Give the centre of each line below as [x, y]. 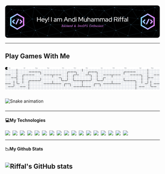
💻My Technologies [25, 120]
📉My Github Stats [24, 149]
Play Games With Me [38, 56]
